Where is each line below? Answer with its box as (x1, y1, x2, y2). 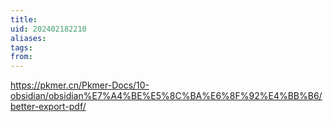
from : (10, 52, 33, 62)
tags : (10, 42, 33, 53)
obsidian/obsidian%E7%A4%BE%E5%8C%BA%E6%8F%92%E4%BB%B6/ (10, 90, 323, 102)
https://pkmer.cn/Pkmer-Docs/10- (10, 79, 150, 91)
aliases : (10, 33, 47, 43)
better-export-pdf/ (10, 101, 87, 113)
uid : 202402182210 (10, 24, 87, 34)
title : (10, 14, 38, 25)
